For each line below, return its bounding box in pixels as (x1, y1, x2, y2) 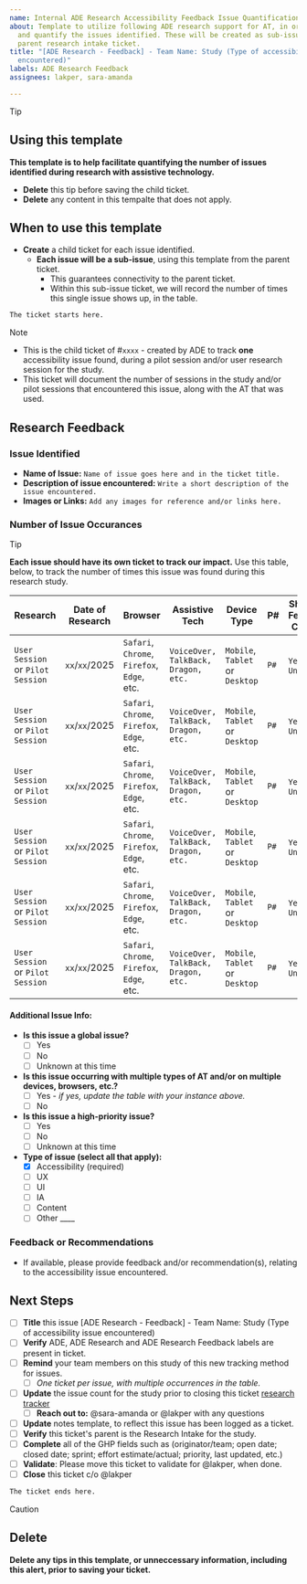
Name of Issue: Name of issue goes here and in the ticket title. (22, 468, 281, 479)
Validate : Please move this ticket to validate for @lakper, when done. (22, 1458, 282, 1469)
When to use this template (9, 220, 163, 236)
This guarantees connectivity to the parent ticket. (49, 273, 236, 284)
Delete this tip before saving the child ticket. (22, 184, 190, 195)
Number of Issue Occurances (9, 518, 143, 531)
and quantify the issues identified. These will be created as (17, 30, 263, 39)
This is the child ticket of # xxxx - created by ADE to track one (22, 344, 254, 356)
